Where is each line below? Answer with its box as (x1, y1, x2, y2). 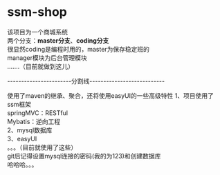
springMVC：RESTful (7, 108, 68, 117)
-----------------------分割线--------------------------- (7, 76, 165, 85)
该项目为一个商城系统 (7, 28, 68, 36)
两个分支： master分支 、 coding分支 (7, 36, 109, 45)
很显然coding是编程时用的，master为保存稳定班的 (7, 45, 150, 53)
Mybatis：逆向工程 (7, 117, 61, 125)
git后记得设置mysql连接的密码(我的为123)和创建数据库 (7, 152, 161, 160)
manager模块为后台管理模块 (7, 53, 88, 62)
